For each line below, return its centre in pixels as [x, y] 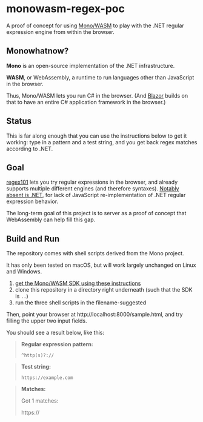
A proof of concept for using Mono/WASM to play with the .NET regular [95, 25]
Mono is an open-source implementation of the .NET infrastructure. [91, 65]
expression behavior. [32, 201]
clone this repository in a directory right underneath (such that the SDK [104, 290]
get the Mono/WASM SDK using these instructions [78, 283]
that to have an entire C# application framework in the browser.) [86, 102]
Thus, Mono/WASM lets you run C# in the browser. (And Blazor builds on [97, 95]
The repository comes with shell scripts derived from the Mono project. [95, 253]
